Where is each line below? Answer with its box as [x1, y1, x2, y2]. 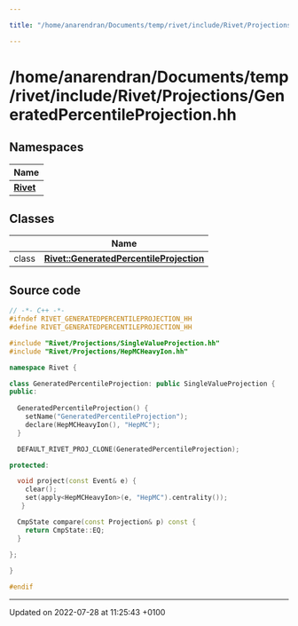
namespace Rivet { [9, 363, 77, 372]
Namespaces [9, 139, 84, 155]
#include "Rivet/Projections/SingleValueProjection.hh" [9, 338, 220, 347]
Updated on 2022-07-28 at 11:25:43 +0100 [9, 607, 166, 617]
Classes [9, 211, 55, 226]
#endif [9, 582, 34, 591]
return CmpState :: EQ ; [25, 526, 105, 535]
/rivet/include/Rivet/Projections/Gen [9, 85, 286, 106]
